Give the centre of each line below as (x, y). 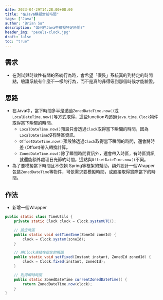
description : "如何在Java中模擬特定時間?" (45, 28)
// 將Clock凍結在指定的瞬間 (39, 253)
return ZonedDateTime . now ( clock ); (57, 284)
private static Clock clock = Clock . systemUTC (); (65, 221)
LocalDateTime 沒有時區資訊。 (48, 135)
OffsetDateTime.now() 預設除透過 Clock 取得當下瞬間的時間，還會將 (85, 141)
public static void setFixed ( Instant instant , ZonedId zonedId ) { (82, 257)
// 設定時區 (24, 230)
